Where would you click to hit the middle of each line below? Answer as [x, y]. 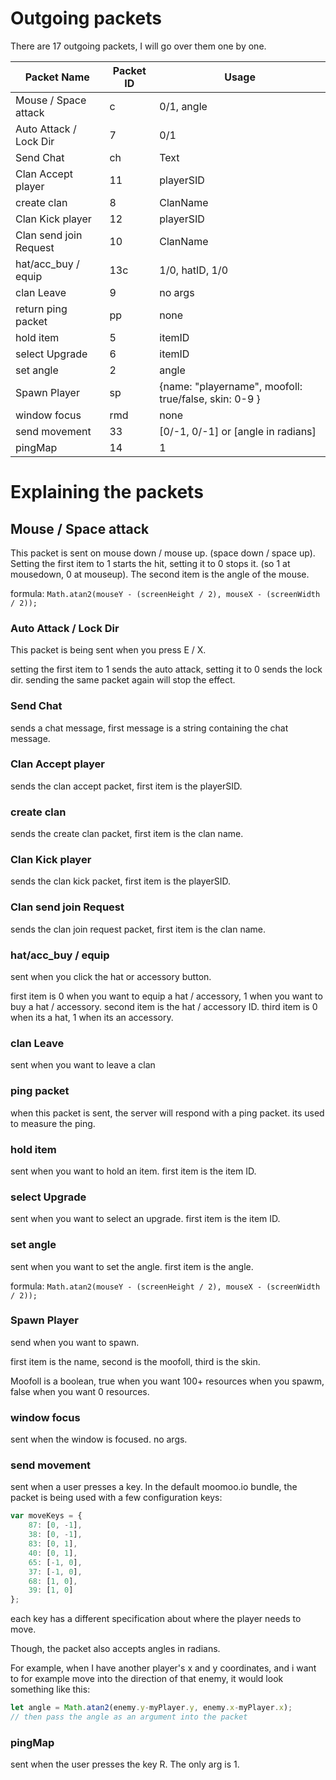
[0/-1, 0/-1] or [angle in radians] [238, 431]
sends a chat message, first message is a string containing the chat [149, 728]
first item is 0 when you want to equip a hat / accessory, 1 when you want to [166, 996]
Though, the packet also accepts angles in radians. [115, 1649]
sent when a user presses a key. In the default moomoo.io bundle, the [154, 1487]
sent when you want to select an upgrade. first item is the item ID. [145, 1219]
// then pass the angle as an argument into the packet [129, 1717]
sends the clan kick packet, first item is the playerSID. [121, 881]
